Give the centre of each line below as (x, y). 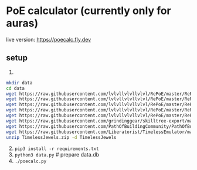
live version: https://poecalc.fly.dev (49, 39)
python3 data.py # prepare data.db (57, 155)
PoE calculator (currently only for (89, 11)
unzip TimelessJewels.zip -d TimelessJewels (61, 137)
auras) (22, 23)
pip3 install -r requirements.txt (57, 149)
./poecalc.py (30, 161)
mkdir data (19, 83)
